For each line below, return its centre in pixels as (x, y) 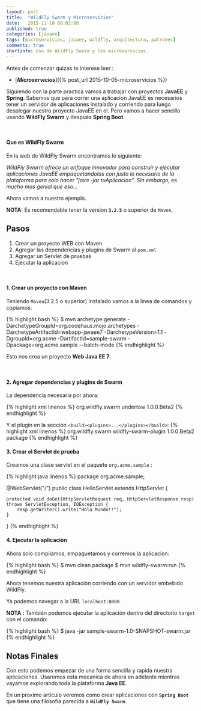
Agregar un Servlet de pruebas (53, 256)
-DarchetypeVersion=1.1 (133, 332)
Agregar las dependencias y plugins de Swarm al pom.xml (86, 250)
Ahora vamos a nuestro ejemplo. (46, 198)
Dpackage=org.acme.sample (42, 345)
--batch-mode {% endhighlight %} (122, 345)
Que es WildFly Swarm (35, 143)
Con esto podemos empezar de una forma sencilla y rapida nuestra (89, 671)
